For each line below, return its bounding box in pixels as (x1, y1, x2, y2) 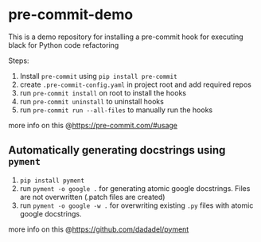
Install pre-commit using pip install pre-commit (19, 71, 177, 80)
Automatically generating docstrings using (8, 143, 226, 157)
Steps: (8, 56, 29, 65)
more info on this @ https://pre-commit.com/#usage (8, 120, 177, 130)
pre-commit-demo (8, 6, 134, 24)
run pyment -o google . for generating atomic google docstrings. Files (19, 183, 251, 193)
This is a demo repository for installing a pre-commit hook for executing (8, 32, 244, 41)
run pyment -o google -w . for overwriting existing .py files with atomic (19, 201, 254, 210)
